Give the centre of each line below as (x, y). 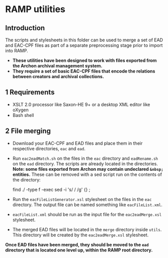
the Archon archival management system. (57, 66)
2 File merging (28, 131)
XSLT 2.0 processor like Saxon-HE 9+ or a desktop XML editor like (81, 104)
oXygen (20, 110)
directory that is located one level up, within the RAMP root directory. (79, 250)
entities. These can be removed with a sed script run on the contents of (87, 174)
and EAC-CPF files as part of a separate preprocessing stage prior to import (84, 45)
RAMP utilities (35, 9)
